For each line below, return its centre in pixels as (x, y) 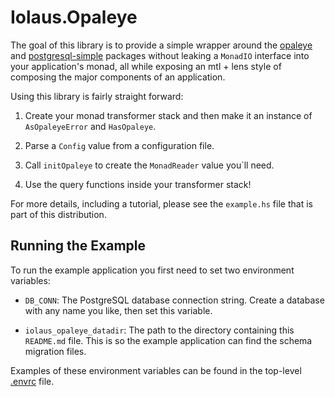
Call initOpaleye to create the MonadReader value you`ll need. (149, 165)
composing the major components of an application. (118, 77)
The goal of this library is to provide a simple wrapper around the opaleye (161, 45)
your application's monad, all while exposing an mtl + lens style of (146, 66)
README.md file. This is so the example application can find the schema (168, 340)
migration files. (55, 351)
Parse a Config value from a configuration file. (119, 145)
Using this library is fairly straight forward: (97, 96)
